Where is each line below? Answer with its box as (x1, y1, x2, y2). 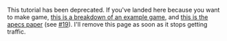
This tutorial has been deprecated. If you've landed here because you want (7, 6, 220, 14)
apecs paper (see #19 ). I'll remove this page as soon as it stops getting (7, 20, 208, 28)
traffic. (7, 27, 26, 36)
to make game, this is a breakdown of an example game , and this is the (7, 13, 208, 21)
